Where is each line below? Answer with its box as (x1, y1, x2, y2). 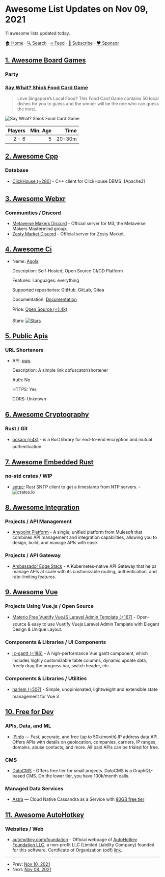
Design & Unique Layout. (12, 626, 63, 632)
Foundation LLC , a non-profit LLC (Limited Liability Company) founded (12, 842, 155, 848)
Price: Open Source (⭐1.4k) (12, 306, 68, 312)
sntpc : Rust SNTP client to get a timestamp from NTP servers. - (12, 484, 141, 489)
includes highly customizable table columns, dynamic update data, (12, 657, 147, 663)
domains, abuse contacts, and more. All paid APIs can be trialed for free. (12, 744, 160, 750)
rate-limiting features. (12, 574, 56, 580)
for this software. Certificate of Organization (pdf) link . (12, 847, 123, 853)
